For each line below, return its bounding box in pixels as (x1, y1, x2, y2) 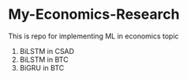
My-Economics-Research (8, 5, 180, 23)
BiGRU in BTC (19, 63, 65, 72)
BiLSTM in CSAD (19, 46, 75, 56)
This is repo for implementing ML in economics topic (8, 31, 179, 41)
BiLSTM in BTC (19, 55, 69, 64)
